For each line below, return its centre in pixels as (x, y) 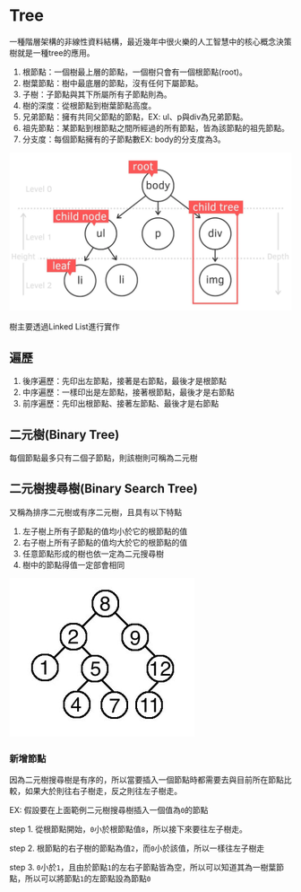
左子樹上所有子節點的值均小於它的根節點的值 (105, 531)
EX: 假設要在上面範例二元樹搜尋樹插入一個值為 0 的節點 (109, 810)
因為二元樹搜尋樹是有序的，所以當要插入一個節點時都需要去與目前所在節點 (146, 780)
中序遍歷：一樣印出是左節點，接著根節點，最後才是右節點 (128, 392)
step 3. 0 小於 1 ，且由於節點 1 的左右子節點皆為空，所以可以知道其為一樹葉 (143, 868)
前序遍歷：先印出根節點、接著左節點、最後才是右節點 (120, 404)
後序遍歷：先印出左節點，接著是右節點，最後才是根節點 (124, 381)
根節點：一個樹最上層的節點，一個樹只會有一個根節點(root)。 (135, 72)
